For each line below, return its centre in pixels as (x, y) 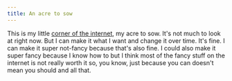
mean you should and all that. (49, 70)
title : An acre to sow (40, 13)
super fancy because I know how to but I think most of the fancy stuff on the (116, 55)
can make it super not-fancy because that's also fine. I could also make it (111, 48)
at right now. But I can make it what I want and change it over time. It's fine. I (116, 40)
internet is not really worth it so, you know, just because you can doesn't (110, 62)
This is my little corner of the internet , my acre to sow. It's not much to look (114, 33)
